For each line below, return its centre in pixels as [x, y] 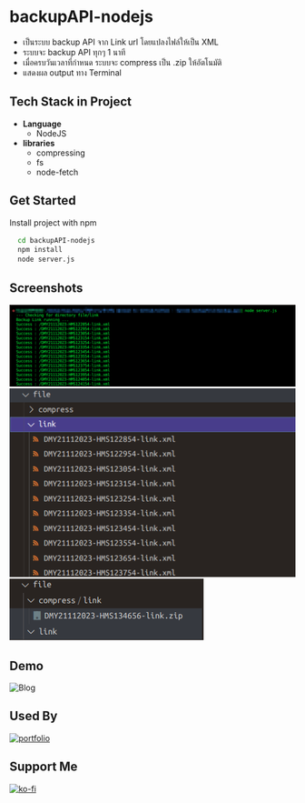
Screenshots [46, 288]
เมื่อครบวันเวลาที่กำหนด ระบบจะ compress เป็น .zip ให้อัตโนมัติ [122, 62]
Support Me [44, 767]
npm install [40, 250]
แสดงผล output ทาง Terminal [72, 72]
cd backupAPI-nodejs [56, 240]
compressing [61, 153]
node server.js [46, 260]
